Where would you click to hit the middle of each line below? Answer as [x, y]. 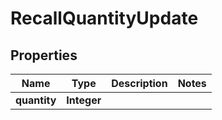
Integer [84, 100]
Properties [44, 55]
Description [139, 83]
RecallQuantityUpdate [104, 18]
